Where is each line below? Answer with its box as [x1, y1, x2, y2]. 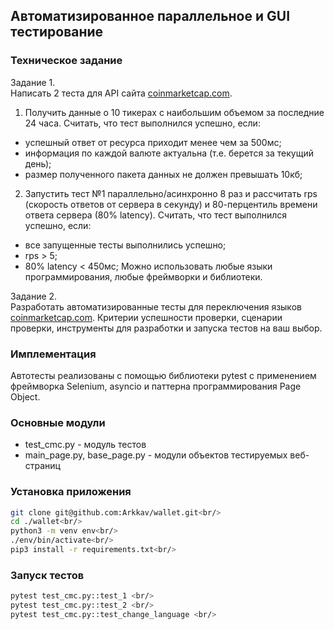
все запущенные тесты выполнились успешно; [24, 239, 227, 251]
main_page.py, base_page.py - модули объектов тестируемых [24, 449, 288, 461]
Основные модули [10, 415, 106, 429]
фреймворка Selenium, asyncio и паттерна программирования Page [10, 380, 302, 392]
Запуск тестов [10, 568, 85, 582]
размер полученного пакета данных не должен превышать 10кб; [24, 168, 303, 180]
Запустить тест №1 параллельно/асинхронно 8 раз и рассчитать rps [24, 187, 318, 199]
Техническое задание [10, 54, 123, 68]
